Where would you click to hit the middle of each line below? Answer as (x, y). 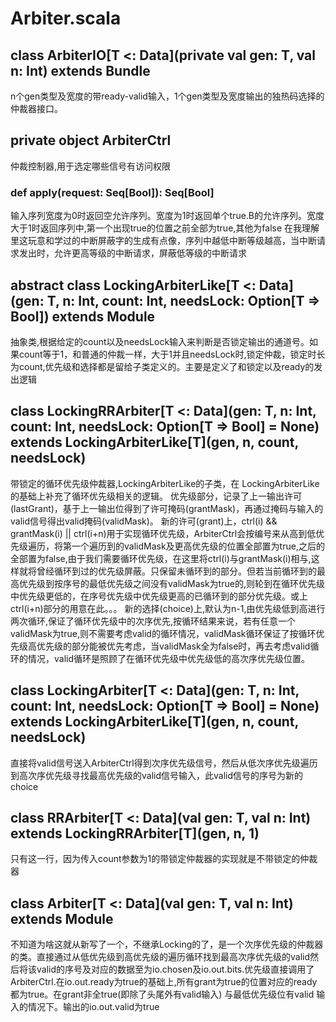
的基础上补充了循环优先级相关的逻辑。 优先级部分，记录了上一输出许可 (156, 496)
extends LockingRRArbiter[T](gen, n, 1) (135, 833)
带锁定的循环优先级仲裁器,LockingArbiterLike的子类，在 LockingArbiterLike (165, 483)
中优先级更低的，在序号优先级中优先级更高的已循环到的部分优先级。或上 (159, 596)
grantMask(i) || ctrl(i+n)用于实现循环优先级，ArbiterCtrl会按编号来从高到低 (163, 533)
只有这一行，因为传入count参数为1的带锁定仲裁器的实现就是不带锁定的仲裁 (164, 859)
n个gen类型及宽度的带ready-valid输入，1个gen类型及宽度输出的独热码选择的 (167, 96)
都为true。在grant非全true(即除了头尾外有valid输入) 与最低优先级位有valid (162, 994)
